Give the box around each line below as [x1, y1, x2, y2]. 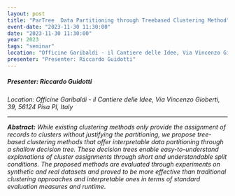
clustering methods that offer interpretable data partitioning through [27, 137, 224, 146]
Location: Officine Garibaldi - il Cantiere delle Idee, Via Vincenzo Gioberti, [7, 95, 220, 104]
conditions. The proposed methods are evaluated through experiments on [7, 160, 220, 168]
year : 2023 [7, 36, 39, 43]
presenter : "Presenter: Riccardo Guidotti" [7, 56, 136, 63]
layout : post [7, 10, 45, 17]
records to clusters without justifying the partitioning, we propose [7, 130, 196, 139]
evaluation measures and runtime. [7, 182, 106, 190]
